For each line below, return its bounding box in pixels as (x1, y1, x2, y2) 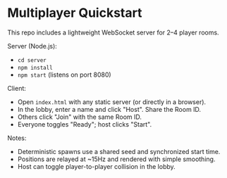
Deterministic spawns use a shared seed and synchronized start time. (17, 147, 221, 155)
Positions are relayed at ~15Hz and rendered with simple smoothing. (17, 155, 216, 163)
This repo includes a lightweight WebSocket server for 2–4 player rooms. (7, 28, 220, 37)
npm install (17, 64, 53, 71)
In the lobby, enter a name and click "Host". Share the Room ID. (17, 105, 202, 113)
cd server (17, 56, 47, 64)
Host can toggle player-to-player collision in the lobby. (17, 162, 176, 170)
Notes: (7, 134, 27, 142)
